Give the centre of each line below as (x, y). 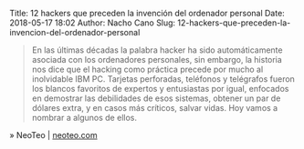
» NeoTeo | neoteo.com (53, 135)
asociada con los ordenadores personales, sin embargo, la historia (157, 60)
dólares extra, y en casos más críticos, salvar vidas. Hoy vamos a (155, 108)
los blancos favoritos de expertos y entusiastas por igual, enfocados (160, 89)
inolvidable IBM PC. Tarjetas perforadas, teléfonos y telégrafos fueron (163, 79)
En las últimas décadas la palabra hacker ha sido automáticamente (157, 50)
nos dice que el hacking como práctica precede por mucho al (147, 69)
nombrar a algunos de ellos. (84, 118)
